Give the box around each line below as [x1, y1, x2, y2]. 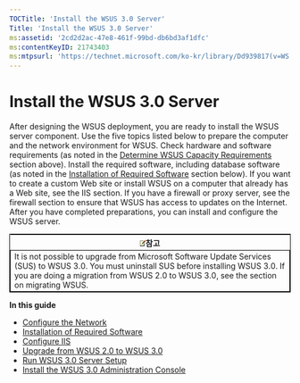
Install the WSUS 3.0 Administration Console [21, 364, 186, 375]
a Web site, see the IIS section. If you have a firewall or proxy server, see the [9, 187, 290, 198]
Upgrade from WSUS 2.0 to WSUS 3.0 [21, 346, 163, 356]
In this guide [9, 300, 56, 311]
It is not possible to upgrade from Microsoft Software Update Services [14, 251, 271, 262]
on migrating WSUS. [14, 279, 89, 290]
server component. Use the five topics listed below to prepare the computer [9, 130, 288, 142]
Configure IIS [21, 336, 71, 347]
